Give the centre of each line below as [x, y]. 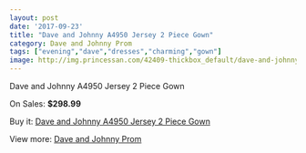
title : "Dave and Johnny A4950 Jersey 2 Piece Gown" [112, 35]
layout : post [34, 18]
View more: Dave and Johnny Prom [76, 139]
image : [22, 60]
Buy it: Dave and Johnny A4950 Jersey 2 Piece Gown [110, 121]
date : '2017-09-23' [46, 26]
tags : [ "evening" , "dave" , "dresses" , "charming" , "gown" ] [116, 52]
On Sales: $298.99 [46, 104]
